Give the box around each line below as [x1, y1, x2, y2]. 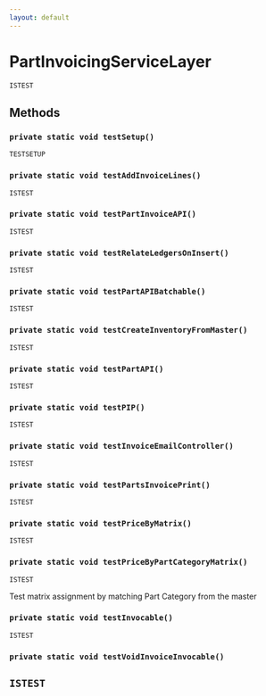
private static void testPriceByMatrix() [9, 518, 192, 528]
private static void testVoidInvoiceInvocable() [9, 651, 225, 661]
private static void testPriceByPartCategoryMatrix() [9, 557, 248, 568]
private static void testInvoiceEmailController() [9, 441, 234, 452]
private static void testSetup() [9, 131, 154, 142]
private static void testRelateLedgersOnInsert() [9, 247, 229, 258]
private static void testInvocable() [9, 613, 174, 623]
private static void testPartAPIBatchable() [9, 286, 206, 297]
